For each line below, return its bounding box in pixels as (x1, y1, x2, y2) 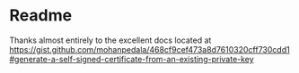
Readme (9, 5, 73, 26)
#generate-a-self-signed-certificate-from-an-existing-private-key (9, 53, 254, 64)
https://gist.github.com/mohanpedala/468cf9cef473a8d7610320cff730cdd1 (9, 44, 290, 54)
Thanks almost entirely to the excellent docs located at (9, 35, 212, 45)
